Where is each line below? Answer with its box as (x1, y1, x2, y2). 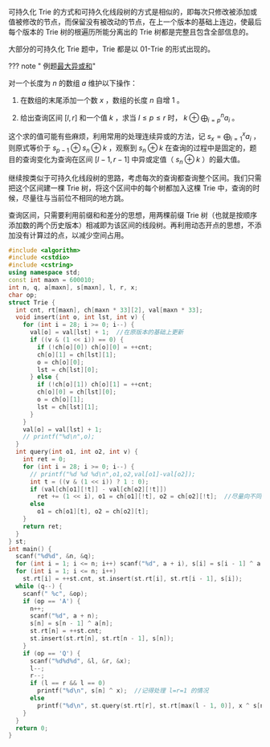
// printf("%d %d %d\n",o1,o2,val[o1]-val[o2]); (29, 470, 196, 478)
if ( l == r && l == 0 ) (29, 680, 106, 688)
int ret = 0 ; (22, 455, 67, 463)
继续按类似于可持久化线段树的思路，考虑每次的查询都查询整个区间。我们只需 (8, 173, 262, 182)
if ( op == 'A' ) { (22, 597, 81, 605)
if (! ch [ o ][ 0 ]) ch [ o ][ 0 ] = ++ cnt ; (37, 343, 153, 351)
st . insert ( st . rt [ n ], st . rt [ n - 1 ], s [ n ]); (29, 635, 174, 643)
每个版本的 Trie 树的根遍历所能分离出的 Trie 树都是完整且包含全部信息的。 (8, 27, 253, 36)
